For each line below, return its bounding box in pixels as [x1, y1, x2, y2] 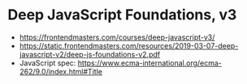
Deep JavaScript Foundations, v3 [7, 6, 237, 24]
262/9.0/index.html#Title [19, 66, 103, 76]
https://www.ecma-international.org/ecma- [77, 58, 223, 68]
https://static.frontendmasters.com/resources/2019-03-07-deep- [19, 40, 239, 50]
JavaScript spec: [19, 58, 76, 68]
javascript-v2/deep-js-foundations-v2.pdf [19, 49, 160, 59]
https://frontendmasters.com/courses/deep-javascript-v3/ [19, 32, 215, 42]
